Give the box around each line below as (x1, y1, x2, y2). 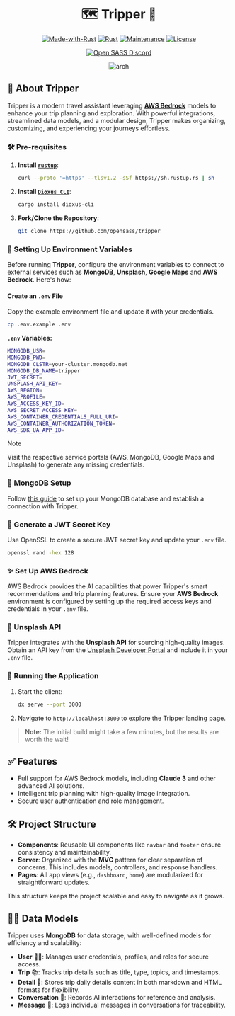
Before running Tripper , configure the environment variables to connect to (7, 260, 224, 268)
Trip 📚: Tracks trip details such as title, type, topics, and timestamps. (17, 968, 221, 976)
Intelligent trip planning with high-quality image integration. (17, 789, 190, 798)
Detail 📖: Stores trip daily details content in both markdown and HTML (17, 978, 222, 987)
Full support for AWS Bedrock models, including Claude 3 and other (17, 774, 216, 783)
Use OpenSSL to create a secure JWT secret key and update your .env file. (7, 536, 227, 544)
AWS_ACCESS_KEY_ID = (7, 400, 65, 408)
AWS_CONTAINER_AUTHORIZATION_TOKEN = (7, 420, 115, 427)
